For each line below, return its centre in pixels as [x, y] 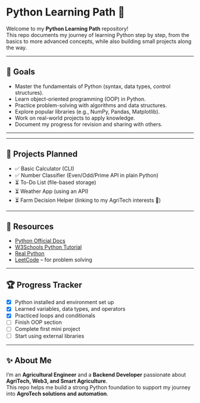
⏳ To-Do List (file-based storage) [55, 182]
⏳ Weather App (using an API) [51, 191]
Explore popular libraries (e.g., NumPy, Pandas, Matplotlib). [87, 111]
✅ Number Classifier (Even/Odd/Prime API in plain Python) [87, 175]
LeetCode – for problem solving [53, 260]
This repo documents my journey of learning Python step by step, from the [98, 35]
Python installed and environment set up [64, 302]
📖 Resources [30, 227]
